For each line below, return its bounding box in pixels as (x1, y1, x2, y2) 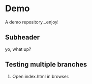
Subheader (5, 33, 40, 42)
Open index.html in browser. (12, 73, 70, 79)
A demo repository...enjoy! (5, 19, 59, 25)
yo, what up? (5, 46, 31, 52)
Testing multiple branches (5, 61, 87, 69)
